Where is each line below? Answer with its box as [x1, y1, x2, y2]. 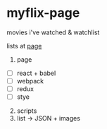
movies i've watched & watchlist [6, 28, 100, 36]
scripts [16, 107, 37, 115]
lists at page [6, 41, 42, 50]
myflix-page [6, 5, 80, 21]
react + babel [16, 69, 56, 77]
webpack [16, 77, 44, 85]
